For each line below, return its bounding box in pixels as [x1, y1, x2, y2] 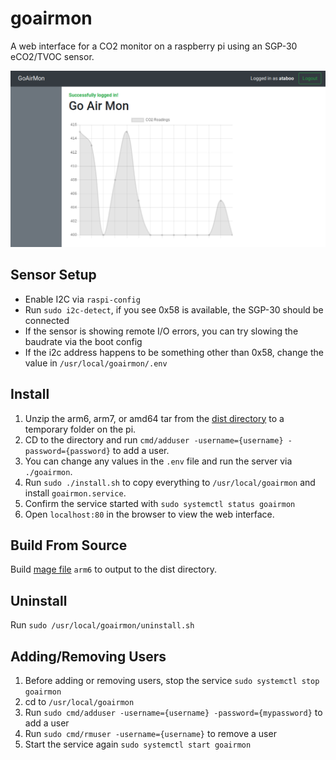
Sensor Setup [10, 267, 97, 284]
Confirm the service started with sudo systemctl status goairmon [24, 497, 296, 509]
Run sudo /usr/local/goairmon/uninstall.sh [10, 619, 195, 631]
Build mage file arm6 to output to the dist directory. [10, 563, 217, 576]
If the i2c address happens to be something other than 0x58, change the [24, 346, 324, 358]
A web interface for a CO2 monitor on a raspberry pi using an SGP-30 [10, 40, 298, 52]
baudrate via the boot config [24, 335, 143, 347]
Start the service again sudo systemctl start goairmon [24, 738, 252, 751]
